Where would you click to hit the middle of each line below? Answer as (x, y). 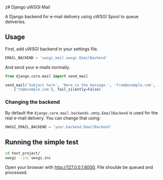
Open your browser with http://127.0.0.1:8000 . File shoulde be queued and (79, 167)
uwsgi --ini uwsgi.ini (28, 158)
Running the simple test (42, 142)
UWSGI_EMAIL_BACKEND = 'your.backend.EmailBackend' (58, 127)
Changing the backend (32, 102)
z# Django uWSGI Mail (27, 7)
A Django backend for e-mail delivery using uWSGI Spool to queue (72, 16)
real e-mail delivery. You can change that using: (53, 118)
